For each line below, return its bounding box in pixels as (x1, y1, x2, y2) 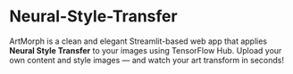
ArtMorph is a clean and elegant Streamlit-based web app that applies (9, 36, 268, 46)
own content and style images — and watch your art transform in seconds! (9, 54, 284, 65)
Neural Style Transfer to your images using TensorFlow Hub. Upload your (9, 45, 282, 55)
